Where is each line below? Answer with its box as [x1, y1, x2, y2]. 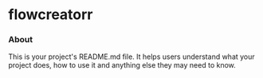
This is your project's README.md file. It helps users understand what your [8, 52, 255, 61]
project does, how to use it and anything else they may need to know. [8, 60, 237, 70]
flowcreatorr [8, 6, 93, 24]
